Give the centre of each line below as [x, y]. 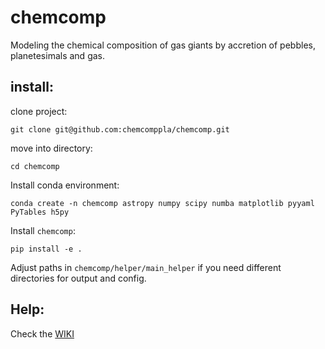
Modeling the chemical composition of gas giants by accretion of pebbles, [163, 45]
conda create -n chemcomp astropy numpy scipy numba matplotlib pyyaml [162, 203]
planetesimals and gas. [57, 55]
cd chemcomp [35, 166]
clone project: [39, 111]
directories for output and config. [78, 278]
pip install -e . [46, 249]
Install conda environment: [65, 185]
